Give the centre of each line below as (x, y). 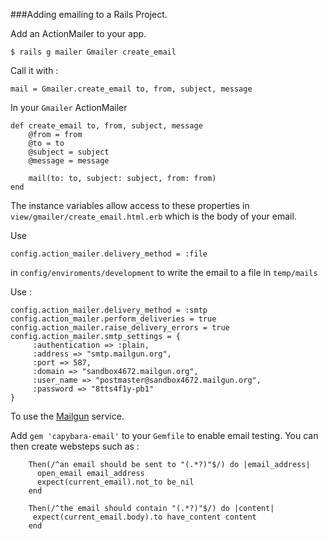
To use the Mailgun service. (67, 416)
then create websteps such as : (75, 446)
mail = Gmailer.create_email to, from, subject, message (131, 89)
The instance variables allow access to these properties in (130, 205)
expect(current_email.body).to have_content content (144, 517)
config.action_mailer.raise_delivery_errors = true (120, 328)
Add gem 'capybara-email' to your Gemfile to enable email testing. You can (164, 435)
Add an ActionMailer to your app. (78, 33)
